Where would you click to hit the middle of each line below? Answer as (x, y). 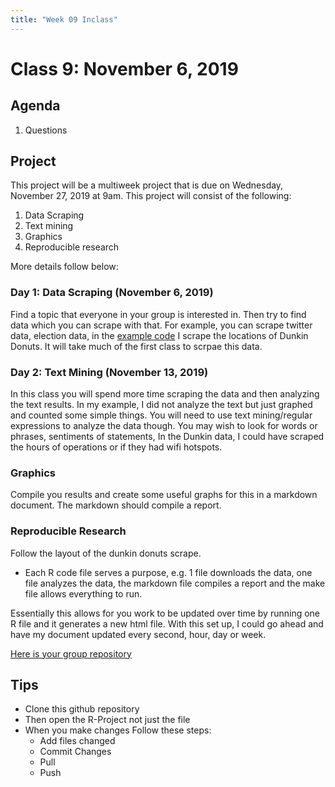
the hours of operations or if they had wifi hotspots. (116, 447)
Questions (46, 130)
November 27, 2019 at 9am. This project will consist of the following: (151, 196)
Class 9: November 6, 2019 (124, 68)
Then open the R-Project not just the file (107, 720)
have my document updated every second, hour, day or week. (138, 634)
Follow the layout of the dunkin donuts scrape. (106, 553)
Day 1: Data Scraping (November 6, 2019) (112, 293)
